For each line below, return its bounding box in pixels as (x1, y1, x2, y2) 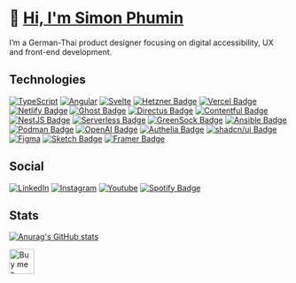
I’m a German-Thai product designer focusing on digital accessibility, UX (9, 37, 275, 48)
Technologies (9, 73, 87, 88)
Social (9, 159, 44, 174)
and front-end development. (9, 46, 113, 57)
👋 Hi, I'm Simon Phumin (9, 8, 184, 28)
